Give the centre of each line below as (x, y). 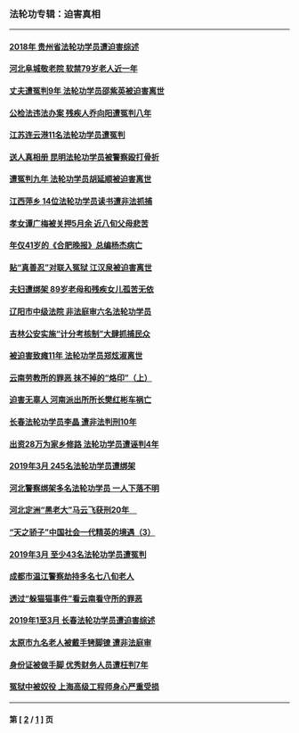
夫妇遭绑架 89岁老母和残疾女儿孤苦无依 (81, 289)
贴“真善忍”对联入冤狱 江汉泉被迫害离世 (81, 267)
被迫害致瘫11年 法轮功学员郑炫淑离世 (76, 356)
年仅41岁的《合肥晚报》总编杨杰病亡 (76, 245)
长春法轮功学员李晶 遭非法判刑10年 (73, 422)
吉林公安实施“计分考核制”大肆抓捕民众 (80, 334)
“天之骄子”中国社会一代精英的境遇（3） (82, 531)
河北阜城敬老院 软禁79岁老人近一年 (73, 69)
